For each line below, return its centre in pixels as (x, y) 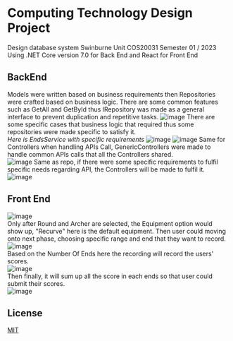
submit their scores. (36, 283)
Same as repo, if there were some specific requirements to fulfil (126, 162)
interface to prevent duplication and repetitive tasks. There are (111, 116)
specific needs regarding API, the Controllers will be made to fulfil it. (106, 169)
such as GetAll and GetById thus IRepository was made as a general (106, 109)
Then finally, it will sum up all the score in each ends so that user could (110, 276)
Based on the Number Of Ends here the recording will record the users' (111, 253)
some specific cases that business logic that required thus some (101, 124)
